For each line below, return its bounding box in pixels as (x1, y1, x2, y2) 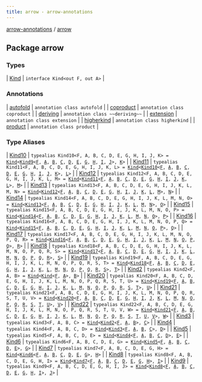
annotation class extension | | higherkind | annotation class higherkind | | (6, 116, 195, 124)
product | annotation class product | (6, 123, 99, 130)
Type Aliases (6, 138, 45, 146)
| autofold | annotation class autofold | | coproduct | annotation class (6, 103, 184, 110)
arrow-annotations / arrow (6, 25, 72, 33)
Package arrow (6, 43, 65, 53)
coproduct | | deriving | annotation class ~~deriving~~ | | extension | (6, 110, 178, 117)
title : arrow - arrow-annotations (6, 8, 93, 15)
